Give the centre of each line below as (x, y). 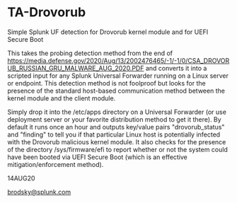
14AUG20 (21, 178)
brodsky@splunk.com (39, 192)
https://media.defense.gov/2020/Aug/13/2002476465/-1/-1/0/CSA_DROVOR (118, 60)
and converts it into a (176, 68)
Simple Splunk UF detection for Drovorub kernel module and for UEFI (108, 32)
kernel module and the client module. (62, 98)
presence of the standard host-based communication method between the (116, 91)
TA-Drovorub (47, 12)
